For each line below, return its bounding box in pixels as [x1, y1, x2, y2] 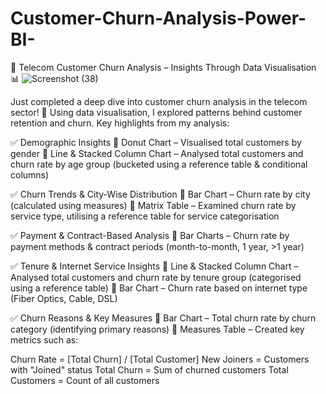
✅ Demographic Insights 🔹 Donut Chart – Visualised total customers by [10, 136, 302, 148]
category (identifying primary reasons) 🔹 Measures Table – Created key [10, 323, 305, 335]
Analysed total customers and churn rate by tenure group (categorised [10, 271, 302, 283]
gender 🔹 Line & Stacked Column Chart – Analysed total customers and [10, 147, 304, 159]
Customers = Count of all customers [10, 374, 160, 386]
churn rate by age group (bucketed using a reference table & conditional [10, 158, 308, 170]
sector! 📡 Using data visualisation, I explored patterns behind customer [10, 106, 303, 118]
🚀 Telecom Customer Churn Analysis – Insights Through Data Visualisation [10, 61, 317, 73]
